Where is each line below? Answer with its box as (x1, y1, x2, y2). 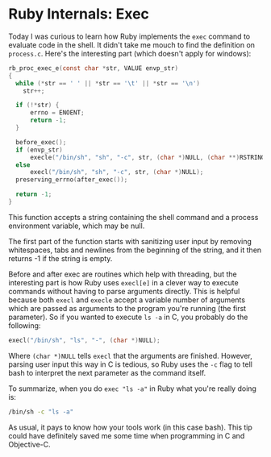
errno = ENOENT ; (29, 109, 85, 117)
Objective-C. (8, 439, 51, 449)
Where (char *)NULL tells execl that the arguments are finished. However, (8, 351, 252, 360)
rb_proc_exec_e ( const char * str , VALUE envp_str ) (8, 64, 179, 73)
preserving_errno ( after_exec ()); (15, 176, 128, 184)
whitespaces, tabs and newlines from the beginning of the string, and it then (8, 245, 262, 255)
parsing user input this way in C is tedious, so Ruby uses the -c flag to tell (8, 359, 252, 369)
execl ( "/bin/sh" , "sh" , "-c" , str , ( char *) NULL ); (29, 168, 204, 177)
